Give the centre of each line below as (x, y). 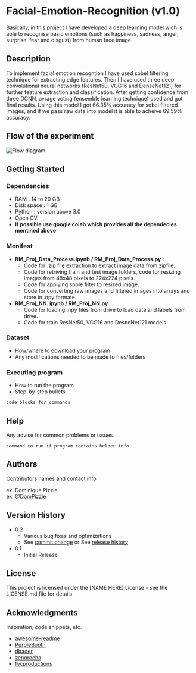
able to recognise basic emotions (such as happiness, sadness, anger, (92, 33)
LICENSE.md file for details (39, 594)
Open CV (26, 218)
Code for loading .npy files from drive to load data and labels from (105, 309)
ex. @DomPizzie (26, 496)
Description (28, 59)
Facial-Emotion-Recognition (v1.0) (93, 11)
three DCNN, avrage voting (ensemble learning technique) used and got (94, 98)
